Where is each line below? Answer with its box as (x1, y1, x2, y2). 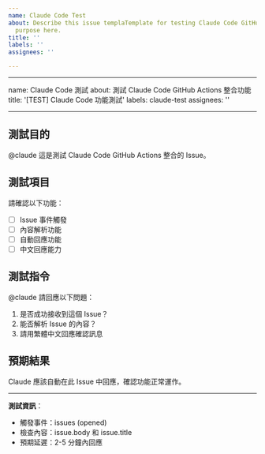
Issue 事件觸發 (19, 215, 67, 224)
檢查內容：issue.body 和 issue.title (19, 427, 132, 437)
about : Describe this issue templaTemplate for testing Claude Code (8, 19, 238, 27)
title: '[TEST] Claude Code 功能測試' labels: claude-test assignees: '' (8, 96, 230, 104)
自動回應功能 (19, 235, 62, 244)
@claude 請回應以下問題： (8, 292, 95, 302)
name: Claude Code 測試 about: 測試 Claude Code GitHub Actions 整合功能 (8, 85, 252, 95)
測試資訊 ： (8, 400, 43, 411)
